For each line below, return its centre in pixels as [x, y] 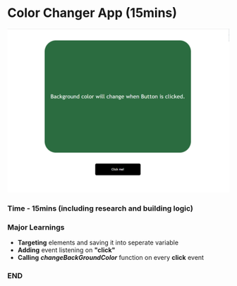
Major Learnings [36, 227]
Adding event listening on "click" [66, 250]
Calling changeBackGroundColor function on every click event [111, 258]
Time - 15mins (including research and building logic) [101, 208]
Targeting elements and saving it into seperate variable [98, 243]
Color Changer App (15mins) [92, 13]
